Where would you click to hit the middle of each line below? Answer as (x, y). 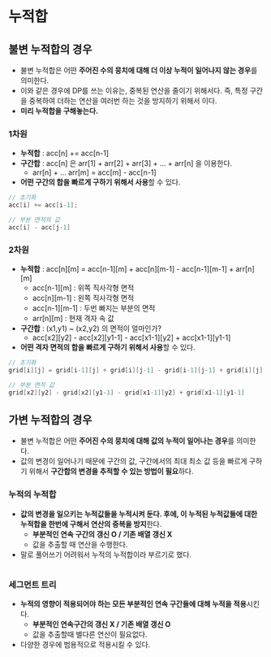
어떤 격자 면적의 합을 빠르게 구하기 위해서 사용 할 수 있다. (108, 347)
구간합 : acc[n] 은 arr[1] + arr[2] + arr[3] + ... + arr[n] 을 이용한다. (126, 163)
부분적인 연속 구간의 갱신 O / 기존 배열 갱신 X (102, 534)
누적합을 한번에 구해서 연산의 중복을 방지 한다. (91, 524)
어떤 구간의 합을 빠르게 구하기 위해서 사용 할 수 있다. (100, 182)
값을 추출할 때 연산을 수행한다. (80, 544)
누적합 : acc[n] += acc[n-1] (65, 153)
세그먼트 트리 (32, 585)
